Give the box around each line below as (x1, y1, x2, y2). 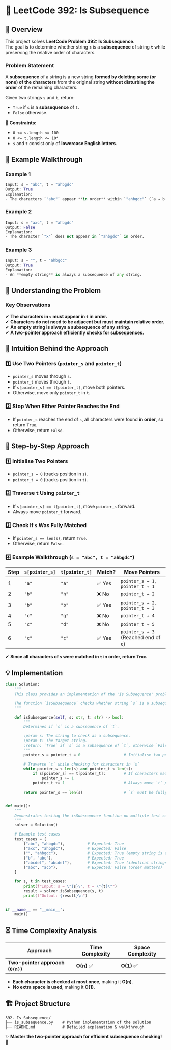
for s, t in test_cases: (14, 879, 67, 884)
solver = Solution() (14, 822, 58, 828)
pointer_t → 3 (120, 605, 155, 611)
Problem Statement (5, 62, 54, 69)
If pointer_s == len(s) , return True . (12, 535, 88, 541)
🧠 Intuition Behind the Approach (5, 344, 109, 353)
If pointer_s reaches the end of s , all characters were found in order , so (12, 416, 164, 422)
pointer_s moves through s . (12, 373, 71, 379)
